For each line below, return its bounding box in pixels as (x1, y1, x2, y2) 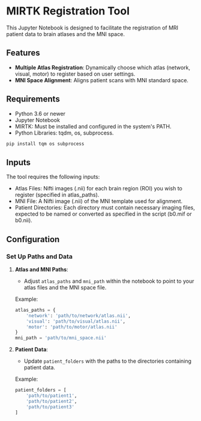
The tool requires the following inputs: (6, 173, 100, 181)
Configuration (6, 234, 60, 244)
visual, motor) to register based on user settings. (14, 70, 136, 77)
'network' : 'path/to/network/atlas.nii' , (26, 312, 131, 319)
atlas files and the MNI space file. (23, 283, 107, 291)
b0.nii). (14, 217, 33, 224)
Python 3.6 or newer (14, 110, 66, 117)
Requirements (6, 94, 60, 104)
